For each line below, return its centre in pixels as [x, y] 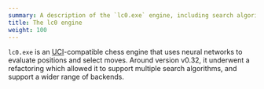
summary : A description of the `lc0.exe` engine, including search [121, 15]
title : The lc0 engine [45, 23]
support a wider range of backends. [66, 77]
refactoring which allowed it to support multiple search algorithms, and [123, 69]
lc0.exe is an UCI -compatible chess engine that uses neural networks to [125, 52]
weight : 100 [27, 30]
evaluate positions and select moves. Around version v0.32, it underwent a [129, 60]
